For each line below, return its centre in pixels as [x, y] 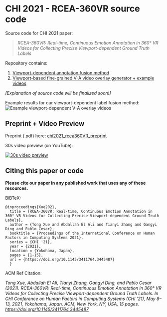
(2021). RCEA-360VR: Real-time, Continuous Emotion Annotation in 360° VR [83, 288]
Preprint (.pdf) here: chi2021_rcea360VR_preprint [56, 136]
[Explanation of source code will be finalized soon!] [58, 93]
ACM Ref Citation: [23, 273]
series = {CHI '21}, [31, 242]
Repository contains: [26, 63]
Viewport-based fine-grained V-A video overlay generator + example [83, 78]
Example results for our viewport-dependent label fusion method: [72, 102]
